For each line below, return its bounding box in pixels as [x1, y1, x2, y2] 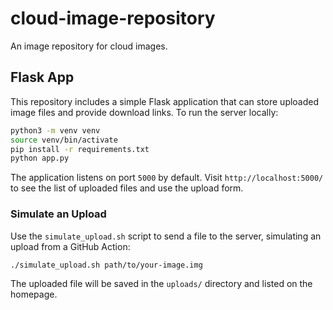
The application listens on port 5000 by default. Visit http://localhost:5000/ [10, 172, 324, 184]
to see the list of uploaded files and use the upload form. [10, 182, 244, 194]
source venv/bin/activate [10, 135, 118, 145]
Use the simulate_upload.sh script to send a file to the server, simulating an [10, 230, 322, 242]
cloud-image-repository [10, 7, 216, 30]
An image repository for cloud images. [10, 40, 168, 52]
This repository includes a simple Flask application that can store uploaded [10, 95, 320, 107]
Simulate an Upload [10, 207, 107, 221]
